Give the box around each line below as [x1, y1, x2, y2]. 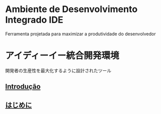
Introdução [5, 82, 41, 91]
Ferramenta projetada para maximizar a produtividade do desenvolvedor [5, 31, 156, 37]
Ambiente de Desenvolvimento [5, 4, 138, 15]
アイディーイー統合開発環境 [5, 50, 120, 61]
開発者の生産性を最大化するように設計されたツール [5, 67, 112, 73]
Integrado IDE [5, 14, 64, 26]
